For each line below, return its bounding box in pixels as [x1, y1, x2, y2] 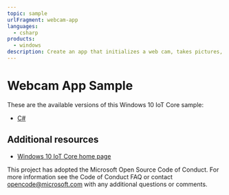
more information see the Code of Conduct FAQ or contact [7, 172, 173, 181]
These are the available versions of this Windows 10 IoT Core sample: [7, 100, 204, 108]
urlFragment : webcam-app [7, 16, 78, 23]
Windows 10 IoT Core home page [17, 152, 111, 160]
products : [7, 36, 36, 43]
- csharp [13, 29, 39, 36]
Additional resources [7, 134, 99, 146]
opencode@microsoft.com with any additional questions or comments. [7, 180, 208, 188]
